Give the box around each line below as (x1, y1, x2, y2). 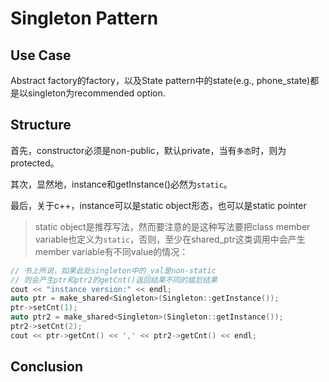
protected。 (10, 157, 60, 169)
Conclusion (10, 358, 84, 376)
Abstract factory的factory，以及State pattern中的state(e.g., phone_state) (10, 75, 311, 86)
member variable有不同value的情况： (34, 245, 189, 257)
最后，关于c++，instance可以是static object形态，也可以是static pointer (10, 199, 307, 211)
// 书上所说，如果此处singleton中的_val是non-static (10, 265, 217, 276)
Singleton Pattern (10, 7, 159, 30)
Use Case (10, 47, 72, 64)
